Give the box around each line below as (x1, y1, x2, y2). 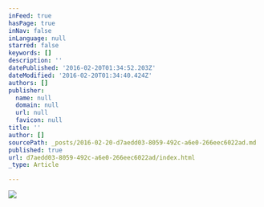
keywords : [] (8, 49, 52, 57)
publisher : (8, 86, 45, 95)
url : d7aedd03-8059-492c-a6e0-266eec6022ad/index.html (8, 153, 196, 161)
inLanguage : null (8, 34, 67, 43)
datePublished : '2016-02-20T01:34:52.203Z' (8, 64, 156, 72)
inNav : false (8, 26, 52, 34)
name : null (15, 94, 52, 102)
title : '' (8, 124, 42, 132)
